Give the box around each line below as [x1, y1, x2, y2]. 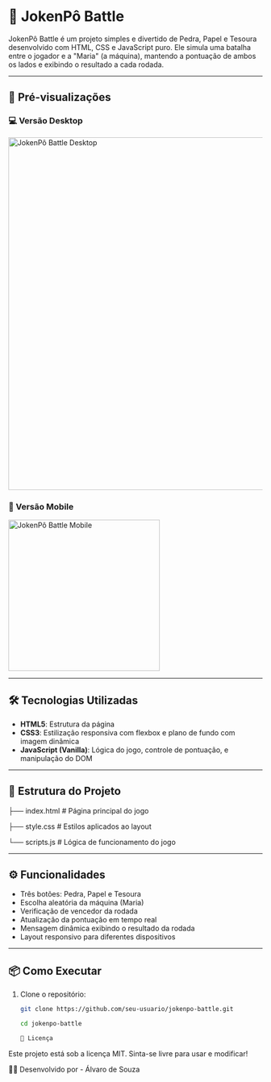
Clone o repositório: [19, 989, 86, 999]
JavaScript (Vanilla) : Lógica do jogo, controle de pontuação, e [19, 745, 229, 755]
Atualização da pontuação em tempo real [19, 915, 157, 925]
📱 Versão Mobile [8, 501, 74, 512]
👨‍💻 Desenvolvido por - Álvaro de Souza [8, 1064, 140, 1074]
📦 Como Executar [8, 963, 102, 978]
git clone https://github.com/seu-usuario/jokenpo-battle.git [19, 1005, 234, 1013]
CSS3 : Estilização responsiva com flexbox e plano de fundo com [19, 727, 236, 737]
